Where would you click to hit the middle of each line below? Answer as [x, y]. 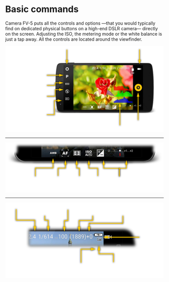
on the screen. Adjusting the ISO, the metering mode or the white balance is [84, 34]
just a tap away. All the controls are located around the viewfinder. [74, 39]
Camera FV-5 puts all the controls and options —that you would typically [80, 23]
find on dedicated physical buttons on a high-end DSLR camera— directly [82, 28]
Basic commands [42, 9]
